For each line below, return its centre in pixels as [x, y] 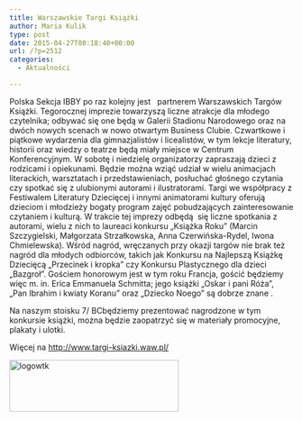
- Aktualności [44, 69]
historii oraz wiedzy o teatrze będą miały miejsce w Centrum [122, 149]
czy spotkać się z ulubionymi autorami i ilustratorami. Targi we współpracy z [151, 188]
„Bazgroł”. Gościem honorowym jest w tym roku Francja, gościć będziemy [146, 274]
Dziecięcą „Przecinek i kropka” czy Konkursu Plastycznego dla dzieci [138, 264]
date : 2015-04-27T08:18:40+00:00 [72, 43]
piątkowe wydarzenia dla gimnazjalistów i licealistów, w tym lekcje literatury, [151, 140]
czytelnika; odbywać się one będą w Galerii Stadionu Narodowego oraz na [147, 120]
